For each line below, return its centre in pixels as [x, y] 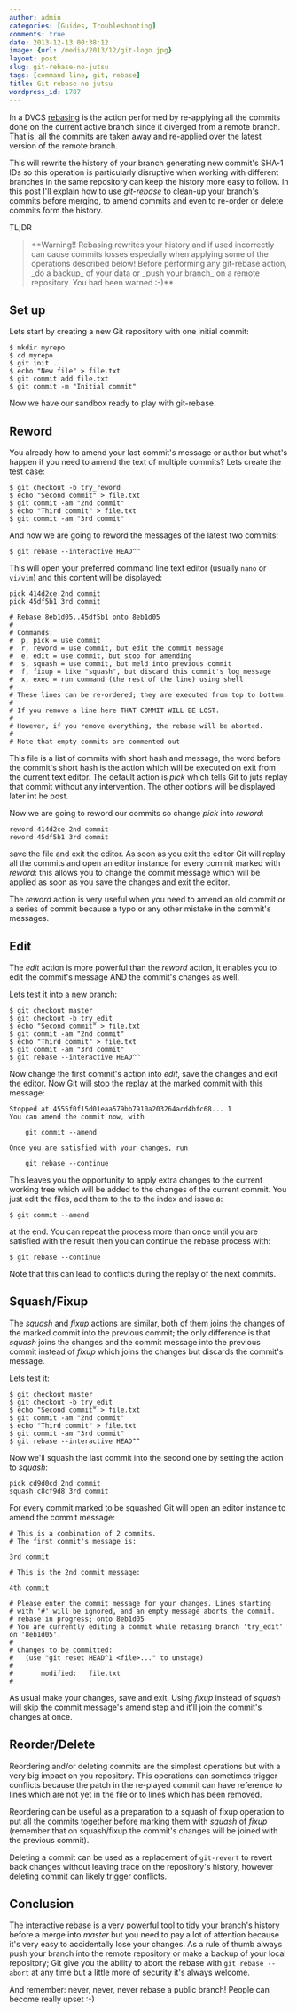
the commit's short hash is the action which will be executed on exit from [143, 768]
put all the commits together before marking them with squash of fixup [138, 1821]
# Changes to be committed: [61, 1650]
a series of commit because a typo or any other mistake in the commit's [140, 909]
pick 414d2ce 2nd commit [55, 594]
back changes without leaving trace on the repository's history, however [141, 1866]
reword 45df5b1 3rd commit [59, 838]
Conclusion [42, 1904]
